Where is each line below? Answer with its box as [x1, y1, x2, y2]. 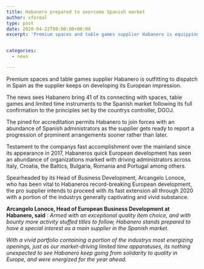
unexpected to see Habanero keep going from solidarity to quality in [6, 249, 178, 256]
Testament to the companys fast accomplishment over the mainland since [6, 143, 191, 150]
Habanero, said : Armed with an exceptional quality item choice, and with [6, 211, 191, 219]
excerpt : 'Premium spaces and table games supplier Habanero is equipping [6, 32, 200, 38]
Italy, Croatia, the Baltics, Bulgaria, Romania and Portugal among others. [6, 162, 186, 169]
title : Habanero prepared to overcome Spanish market [6, 9, 146, 15]
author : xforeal [6, 15, 47, 21]
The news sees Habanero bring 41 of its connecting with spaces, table [6, 94, 182, 101]
